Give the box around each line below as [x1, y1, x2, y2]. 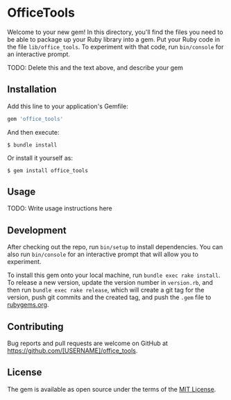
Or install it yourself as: [7, 153, 73, 162]
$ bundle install [7, 141, 58, 149]
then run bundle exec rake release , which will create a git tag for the [7, 286, 205, 294]
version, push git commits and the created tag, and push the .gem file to [7, 293, 212, 301]
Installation [7, 83, 57, 95]
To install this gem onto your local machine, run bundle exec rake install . [7, 271, 221, 279]
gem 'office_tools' [7, 115, 64, 122]
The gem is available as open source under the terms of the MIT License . [7, 385, 216, 393]
